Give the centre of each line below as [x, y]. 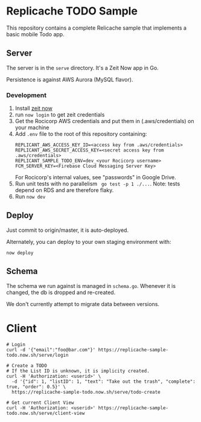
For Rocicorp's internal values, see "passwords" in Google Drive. [95, 177]
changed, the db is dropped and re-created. [61, 292]
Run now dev [30, 197]
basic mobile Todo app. [35, 34]
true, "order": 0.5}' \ [36, 387]
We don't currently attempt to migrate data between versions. [83, 304]
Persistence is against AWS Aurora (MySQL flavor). [70, 79]
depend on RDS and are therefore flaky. [64, 190]
